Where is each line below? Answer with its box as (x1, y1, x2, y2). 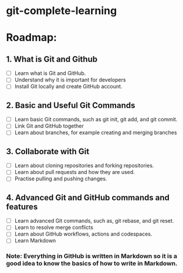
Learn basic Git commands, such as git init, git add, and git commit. (14, 116, 178, 123)
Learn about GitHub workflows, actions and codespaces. (14, 230, 152, 238)
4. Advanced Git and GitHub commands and (6, 192, 170, 203)
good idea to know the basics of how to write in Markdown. (6, 260, 178, 268)
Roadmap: (6, 31, 57, 45)
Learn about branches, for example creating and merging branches (14, 129, 177, 136)
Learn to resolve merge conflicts (14, 224, 94, 231)
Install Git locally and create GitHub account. (14, 83, 123, 90)
